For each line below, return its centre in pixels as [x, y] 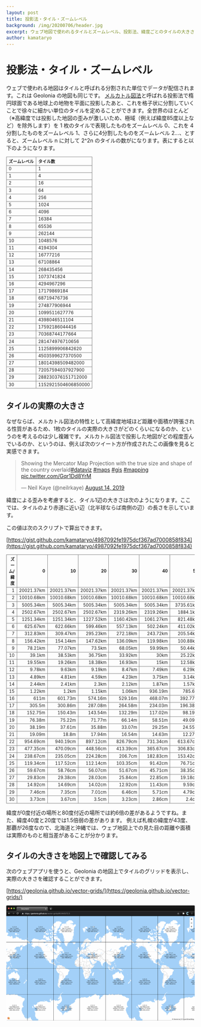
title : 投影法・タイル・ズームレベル [47, 19]
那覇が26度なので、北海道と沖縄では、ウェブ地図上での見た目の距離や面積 [98, 827]
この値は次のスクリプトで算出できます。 [56, 528]
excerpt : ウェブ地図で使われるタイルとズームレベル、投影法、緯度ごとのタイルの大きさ [100, 32]
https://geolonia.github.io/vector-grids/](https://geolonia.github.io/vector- [99, 891]
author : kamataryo [29, 38]
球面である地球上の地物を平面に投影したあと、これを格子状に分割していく [103, 103]
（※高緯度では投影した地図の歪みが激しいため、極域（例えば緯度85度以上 [98, 118]
